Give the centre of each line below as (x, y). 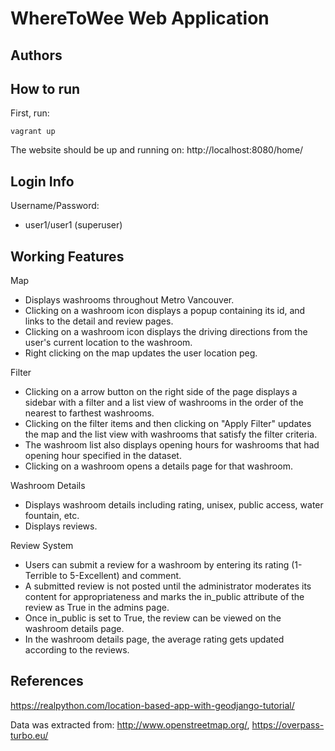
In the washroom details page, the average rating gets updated (154, 639)
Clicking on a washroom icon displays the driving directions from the (166, 332)
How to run (45, 88)
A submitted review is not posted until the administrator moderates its (168, 586)
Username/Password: (55, 206)
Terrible (41, 576)
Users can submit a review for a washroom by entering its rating (157, 565)
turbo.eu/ (29, 735)
